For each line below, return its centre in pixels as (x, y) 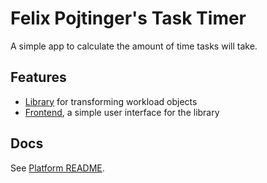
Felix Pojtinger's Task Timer (128, 18)
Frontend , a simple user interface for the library (122, 112)
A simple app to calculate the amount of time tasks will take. (134, 46)
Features (38, 77)
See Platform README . (57, 168)
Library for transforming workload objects (111, 101)
